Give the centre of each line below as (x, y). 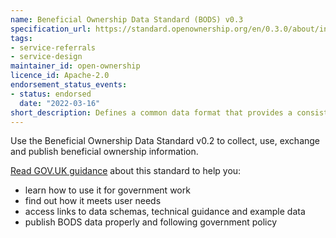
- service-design (46, 57)
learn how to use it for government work (107, 190)
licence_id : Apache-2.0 (60, 76)
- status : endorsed (51, 94)
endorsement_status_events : (69, 85)
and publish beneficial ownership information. (104, 152)
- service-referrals (53, 47)
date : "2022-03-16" (60, 103)
